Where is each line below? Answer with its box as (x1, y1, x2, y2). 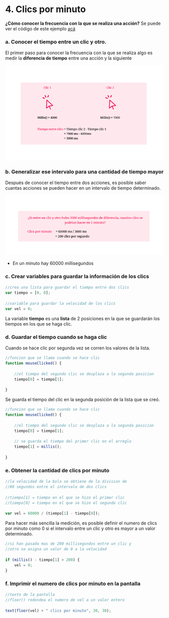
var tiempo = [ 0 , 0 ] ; (5, 290, 51, 295)
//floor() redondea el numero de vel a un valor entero (5, 597, 125, 602)
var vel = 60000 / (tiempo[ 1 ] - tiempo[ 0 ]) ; (5, 511, 100, 516)
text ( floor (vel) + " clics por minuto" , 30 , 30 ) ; (5, 608, 112, 613)
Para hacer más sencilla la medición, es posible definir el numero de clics (5, 520, 157, 526)
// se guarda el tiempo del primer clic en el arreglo (14, 439, 132, 444)
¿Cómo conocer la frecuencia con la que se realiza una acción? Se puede (5, 20, 161, 26)
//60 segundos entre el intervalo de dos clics (5, 484, 107, 490)
